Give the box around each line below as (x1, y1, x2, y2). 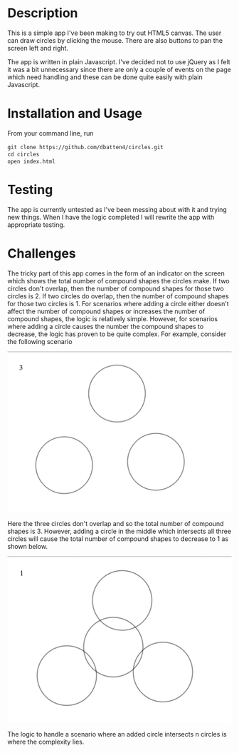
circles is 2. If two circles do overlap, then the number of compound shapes (7, 291, 229, 300)
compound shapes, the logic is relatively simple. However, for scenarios (7, 314, 218, 323)
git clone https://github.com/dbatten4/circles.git (7, 143, 164, 151)
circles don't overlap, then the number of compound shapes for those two (7, 284, 224, 293)
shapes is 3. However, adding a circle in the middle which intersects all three (7, 527, 232, 536)
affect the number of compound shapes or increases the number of (7, 307, 206, 315)
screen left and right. (7, 44, 69, 52)
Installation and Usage (7, 106, 142, 122)
